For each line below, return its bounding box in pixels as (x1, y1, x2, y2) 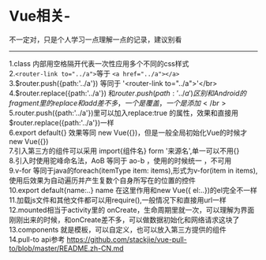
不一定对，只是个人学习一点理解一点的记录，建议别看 (9, 35, 182, 44)
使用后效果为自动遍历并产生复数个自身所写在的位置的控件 (9, 175, 196, 185)
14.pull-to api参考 (9, 234, 66, 244)
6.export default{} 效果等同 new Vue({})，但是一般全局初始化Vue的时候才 (9, 128, 248, 137)
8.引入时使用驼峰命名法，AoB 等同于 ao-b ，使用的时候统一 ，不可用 (9, 155, 232, 165)
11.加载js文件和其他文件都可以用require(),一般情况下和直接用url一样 (9, 195, 227, 205)
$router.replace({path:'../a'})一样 (9, 117, 114, 127)
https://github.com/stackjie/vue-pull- (66, 234, 188, 244)
